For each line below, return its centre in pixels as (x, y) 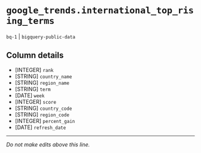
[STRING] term (33, 89)
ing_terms (31, 21)
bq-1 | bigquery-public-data (41, 36)
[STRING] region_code (42, 114)
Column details (35, 55)
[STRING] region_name (42, 82)
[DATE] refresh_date (40, 127)
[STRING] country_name (43, 76)
